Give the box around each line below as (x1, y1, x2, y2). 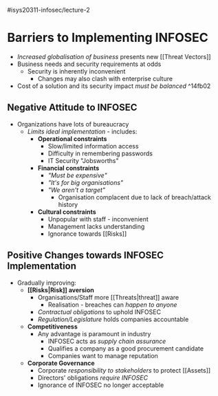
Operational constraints (37, 134, 107, 143)
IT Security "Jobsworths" (47, 156, 119, 164)
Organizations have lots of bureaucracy (17, 120, 129, 128)
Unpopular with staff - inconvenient (47, 214, 149, 223)
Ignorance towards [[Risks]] (47, 230, 127, 238)
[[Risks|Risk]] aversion (27, 285, 94, 294)
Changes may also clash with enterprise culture (37, 74, 173, 82)
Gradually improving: (17, 278, 77, 287)
